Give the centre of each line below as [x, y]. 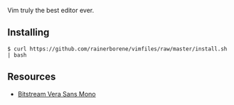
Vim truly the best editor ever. [51, 10]
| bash [17, 55]
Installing [28, 32]
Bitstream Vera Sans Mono [57, 94]
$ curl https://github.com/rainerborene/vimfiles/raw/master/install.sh [117, 49]
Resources [32, 77]
